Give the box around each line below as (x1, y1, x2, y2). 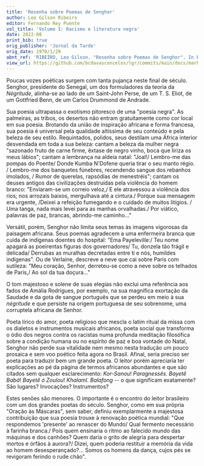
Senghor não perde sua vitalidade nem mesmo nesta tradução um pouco (6, 344, 189, 351)
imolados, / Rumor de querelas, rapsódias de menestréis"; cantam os (6, 172, 179, 180)
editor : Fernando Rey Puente (6, 20, 80, 26)
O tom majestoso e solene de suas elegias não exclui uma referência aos (6, 280, 188, 288)
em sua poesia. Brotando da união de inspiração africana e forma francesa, (6, 121, 195, 128)
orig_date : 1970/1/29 (6, 49, 61, 55)
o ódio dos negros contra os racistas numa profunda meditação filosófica (6, 331, 190, 338)
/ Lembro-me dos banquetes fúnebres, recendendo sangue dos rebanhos (6, 166, 191, 174)
